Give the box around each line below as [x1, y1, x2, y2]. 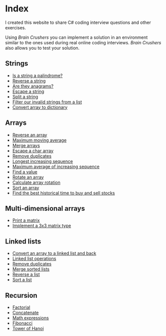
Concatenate [12, 310, 39, 316]
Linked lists [5, 237, 41, 246]
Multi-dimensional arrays [5, 204, 85, 213]
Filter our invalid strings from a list [12, 99, 82, 105]
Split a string [12, 93, 39, 99]
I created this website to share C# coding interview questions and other [5, 19, 151, 25]
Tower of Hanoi [12, 326, 44, 331]
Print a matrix [12, 217, 40, 224]
